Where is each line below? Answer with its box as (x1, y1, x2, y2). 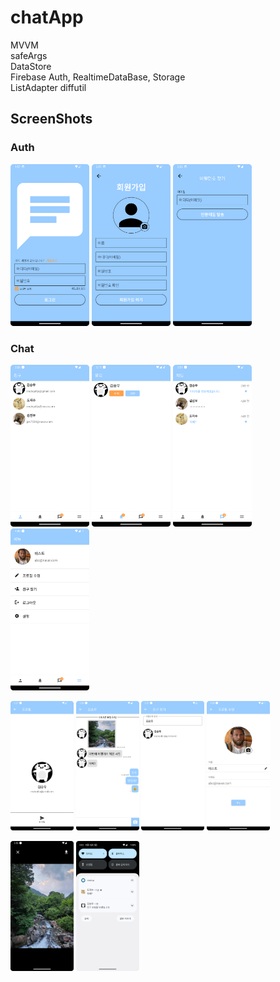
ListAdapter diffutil (10, 81, 87, 93)
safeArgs (10, 49, 48, 61)
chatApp (10, 6, 84, 29)
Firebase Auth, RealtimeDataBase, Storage (10, 71, 186, 83)
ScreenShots (10, 111, 93, 128)
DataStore (10, 60, 52, 72)
